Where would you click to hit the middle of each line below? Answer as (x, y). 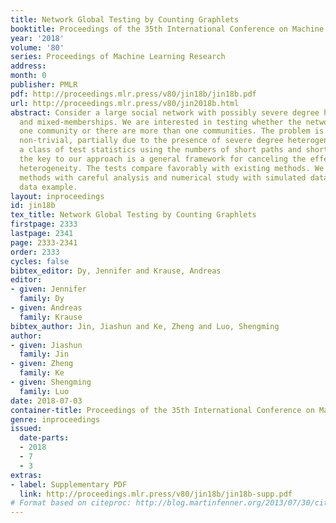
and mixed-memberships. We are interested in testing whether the (160, 122)
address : (28, 66)
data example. (48, 187)
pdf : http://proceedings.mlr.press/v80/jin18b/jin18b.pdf (133, 94)
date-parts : (44, 438)
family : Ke (42, 373)
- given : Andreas (46, 308)
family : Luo (44, 391)
